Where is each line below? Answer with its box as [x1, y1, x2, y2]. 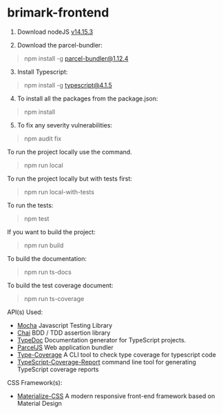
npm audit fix [23, 134, 62, 143]
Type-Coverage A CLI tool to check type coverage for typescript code [17, 350, 217, 359]
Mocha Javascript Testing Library [17, 321, 113, 329]
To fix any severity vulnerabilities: [17, 121, 112, 129]
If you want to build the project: [7, 227, 96, 236]
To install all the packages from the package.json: [17, 94, 158, 103]
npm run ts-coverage [23, 294, 85, 302]
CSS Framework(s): [7, 378, 63, 386]
